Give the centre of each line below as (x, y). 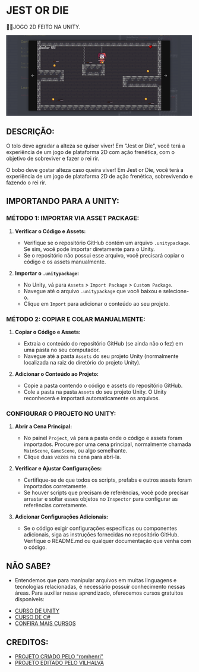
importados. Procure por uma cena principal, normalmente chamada (107, 444)
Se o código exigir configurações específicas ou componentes (100, 528)
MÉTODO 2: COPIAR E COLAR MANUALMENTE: (76, 319)
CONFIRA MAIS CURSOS (45, 624)
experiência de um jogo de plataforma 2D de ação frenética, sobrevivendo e (99, 177)
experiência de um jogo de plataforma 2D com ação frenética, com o (91, 152)
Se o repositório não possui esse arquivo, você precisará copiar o (104, 255)
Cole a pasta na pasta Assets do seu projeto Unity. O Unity (95, 392)
